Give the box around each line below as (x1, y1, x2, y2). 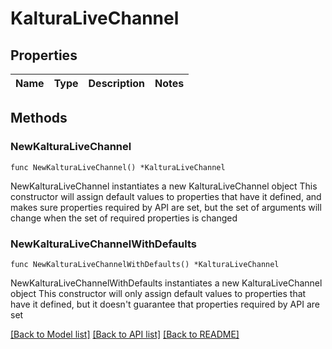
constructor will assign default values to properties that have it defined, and (10, 190, 322, 202)
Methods (10, 110, 68, 127)
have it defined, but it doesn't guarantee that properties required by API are (10, 298, 320, 310)
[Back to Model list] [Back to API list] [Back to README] (10, 328, 240, 340)
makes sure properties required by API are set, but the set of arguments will (10, 201, 322, 213)
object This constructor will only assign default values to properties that (10, 287, 307, 299)
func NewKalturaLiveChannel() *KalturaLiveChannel (10, 162, 226, 172)
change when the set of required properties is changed (10, 212, 238, 224)
